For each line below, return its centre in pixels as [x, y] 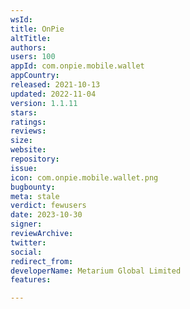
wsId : [21, 19]
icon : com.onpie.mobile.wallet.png [84, 177]
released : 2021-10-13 [55, 85]
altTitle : [31, 38]
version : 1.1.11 [44, 103]
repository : [35, 159]
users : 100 [33, 57]
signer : [26, 224]
